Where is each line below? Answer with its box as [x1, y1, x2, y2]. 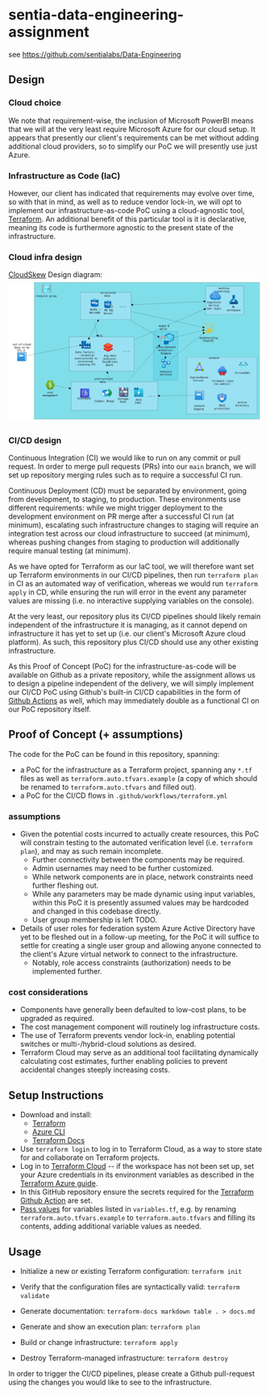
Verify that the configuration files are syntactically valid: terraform [19, 1282, 240, 1292]
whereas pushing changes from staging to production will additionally [8, 537, 240, 547]
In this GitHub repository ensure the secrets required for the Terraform [19, 1187, 254, 1197]
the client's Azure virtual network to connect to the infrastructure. [19, 949, 239, 959]
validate [19, 1292, 50, 1300]
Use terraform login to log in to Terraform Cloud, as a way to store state [19, 1145, 263, 1154]
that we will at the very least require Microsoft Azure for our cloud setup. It [8, 124, 256, 134]
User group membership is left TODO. [31, 915, 157, 925]
